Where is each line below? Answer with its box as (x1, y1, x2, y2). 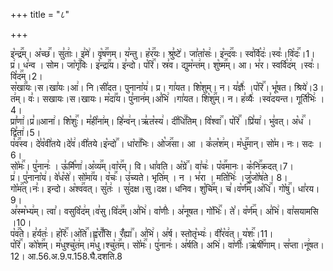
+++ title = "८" (10, 9, 70, 20)
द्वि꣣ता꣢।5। (10, 127, 42, 138)
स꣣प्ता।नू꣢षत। (283, 239, 325, 251)
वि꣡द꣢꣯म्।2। (10, 70, 43, 82)
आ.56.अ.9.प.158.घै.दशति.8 (27, 250, 123, 262)
